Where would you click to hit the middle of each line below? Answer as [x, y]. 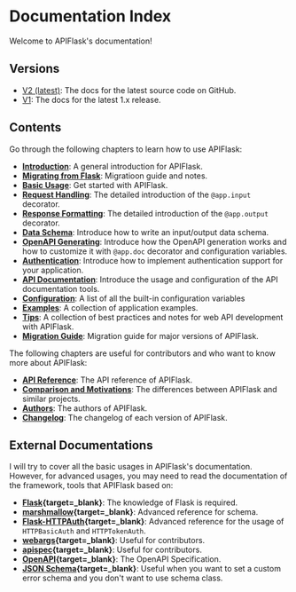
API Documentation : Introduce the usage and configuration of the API [150, 279]
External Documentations [81, 445]
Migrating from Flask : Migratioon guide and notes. [115, 176]
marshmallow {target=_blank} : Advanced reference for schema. [140, 512]
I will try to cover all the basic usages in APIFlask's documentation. [131, 467]
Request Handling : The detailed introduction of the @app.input [136, 194]
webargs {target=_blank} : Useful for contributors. [113, 541]
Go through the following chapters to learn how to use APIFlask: [126, 149]
